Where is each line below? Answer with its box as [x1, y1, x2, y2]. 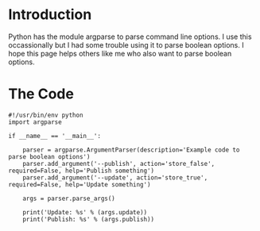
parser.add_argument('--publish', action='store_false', [22, 160, 215, 167]
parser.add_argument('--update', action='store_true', [22, 173, 208, 182]
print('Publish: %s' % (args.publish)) [22, 215, 155, 223]
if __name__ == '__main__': [8, 132, 102, 140]
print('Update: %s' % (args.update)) [22, 208, 148, 216]
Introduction [8, 6, 92, 24]
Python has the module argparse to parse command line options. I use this [8, 32, 252, 41]
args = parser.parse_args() [22, 194, 115, 202]
